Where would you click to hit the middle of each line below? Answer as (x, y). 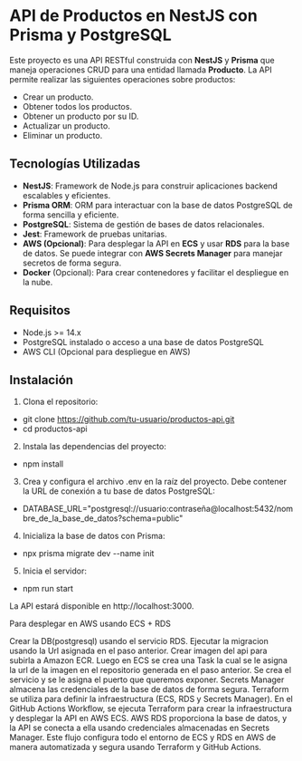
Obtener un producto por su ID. (80, 116)
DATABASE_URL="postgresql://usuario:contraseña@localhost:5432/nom (158, 509)
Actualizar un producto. (66, 125)
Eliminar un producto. (62, 135)
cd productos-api (55, 429)
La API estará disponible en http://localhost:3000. (102, 606)
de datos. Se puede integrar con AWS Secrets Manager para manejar (152, 253)
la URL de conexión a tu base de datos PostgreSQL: (118, 491)
